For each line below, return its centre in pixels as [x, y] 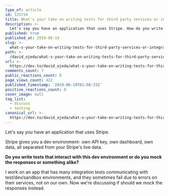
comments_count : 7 [24, 71]
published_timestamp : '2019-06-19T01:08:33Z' [54, 85]
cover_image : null [24, 94]
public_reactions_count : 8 [33, 76]
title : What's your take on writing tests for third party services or [82, 19]
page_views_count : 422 [29, 80]
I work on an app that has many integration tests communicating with [77, 172]
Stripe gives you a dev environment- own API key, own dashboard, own [79, 142]
